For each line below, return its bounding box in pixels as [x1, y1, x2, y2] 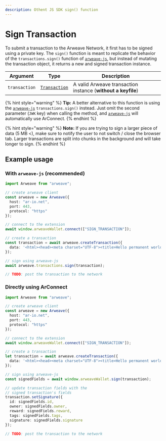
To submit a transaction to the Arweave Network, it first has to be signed [5, 45, 153, 51]
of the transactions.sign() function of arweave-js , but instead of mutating [5, 55, 157, 61]
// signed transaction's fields [5, 390, 72, 395]
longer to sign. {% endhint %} [5, 141, 66, 147]
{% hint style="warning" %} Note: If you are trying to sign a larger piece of [5, 125, 158, 131]
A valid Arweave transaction [73, 81, 138, 88]
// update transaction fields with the [5, 386, 87, 391]
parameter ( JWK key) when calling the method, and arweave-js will [5, 110, 138, 116]
